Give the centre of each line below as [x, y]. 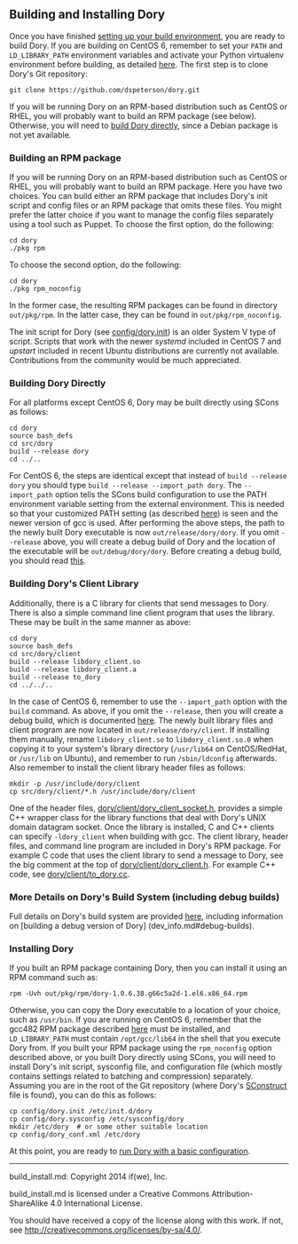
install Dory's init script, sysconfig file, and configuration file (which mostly [145, 1067]
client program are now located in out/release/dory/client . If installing [140, 729]
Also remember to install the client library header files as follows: [128, 767]
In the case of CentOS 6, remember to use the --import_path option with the [149, 701]
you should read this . [47, 561]
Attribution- [232, 1194]
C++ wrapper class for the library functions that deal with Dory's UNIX [138, 817]
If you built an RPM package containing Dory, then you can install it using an [148, 968]
